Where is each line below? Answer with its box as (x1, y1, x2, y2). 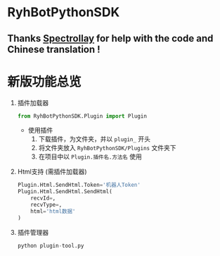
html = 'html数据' (30, 207, 76, 215)
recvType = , (30, 202, 63, 209)
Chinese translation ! (7, 43, 101, 55)
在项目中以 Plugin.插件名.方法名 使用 (38, 152, 142, 161)
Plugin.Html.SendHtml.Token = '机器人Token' (17, 181, 141, 189)
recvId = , (30, 195, 56, 202)
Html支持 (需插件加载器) (17, 167, 87, 176)
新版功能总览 (7, 73, 82, 90)
